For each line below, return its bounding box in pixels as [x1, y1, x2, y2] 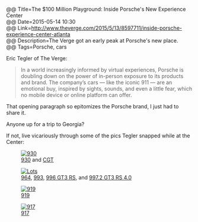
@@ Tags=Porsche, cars [6, 43, 67, 50]
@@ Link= [6, 24, 31, 31]
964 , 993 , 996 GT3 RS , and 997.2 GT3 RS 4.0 [21, 174, 132, 181]
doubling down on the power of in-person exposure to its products [20, 73, 184, 79]
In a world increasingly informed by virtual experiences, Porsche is [20, 66, 184, 73]
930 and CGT [21, 156, 55, 163]
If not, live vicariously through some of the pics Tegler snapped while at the [6, 132, 191, 139]
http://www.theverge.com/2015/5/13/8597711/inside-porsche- [31, 24, 183, 31]
